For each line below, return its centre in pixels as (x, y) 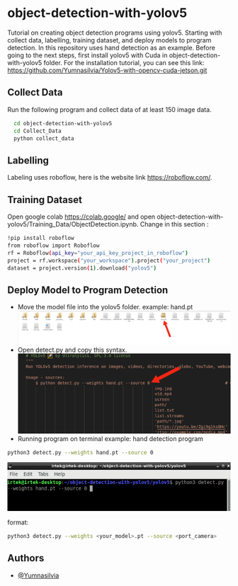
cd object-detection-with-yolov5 (63, 123)
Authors (26, 558)
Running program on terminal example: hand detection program (110, 438)
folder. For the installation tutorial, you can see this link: (124, 62)
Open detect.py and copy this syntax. (72, 350)
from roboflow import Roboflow (53, 246)
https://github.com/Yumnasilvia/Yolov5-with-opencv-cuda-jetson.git (107, 70)
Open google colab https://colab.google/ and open (81, 217)
